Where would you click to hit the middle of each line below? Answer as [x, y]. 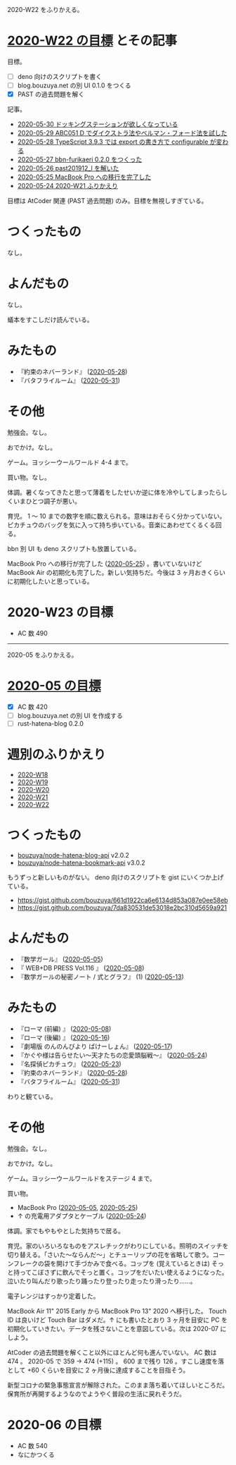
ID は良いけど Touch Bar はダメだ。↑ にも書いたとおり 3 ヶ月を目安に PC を [118, 1320]
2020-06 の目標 [54, 1424]
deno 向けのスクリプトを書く [60, 76]
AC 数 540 [32, 1445]
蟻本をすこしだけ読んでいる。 [50, 320]
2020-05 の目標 [54, 686]
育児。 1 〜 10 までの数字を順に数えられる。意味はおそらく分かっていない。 [117, 516]
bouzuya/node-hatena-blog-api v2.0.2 [73, 855]
